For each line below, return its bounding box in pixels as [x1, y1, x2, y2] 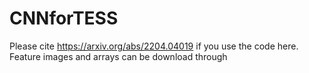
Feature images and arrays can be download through [9, 50, 228, 62]
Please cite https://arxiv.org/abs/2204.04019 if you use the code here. [9, 40, 299, 52]
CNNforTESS [9, 7, 119, 30]
